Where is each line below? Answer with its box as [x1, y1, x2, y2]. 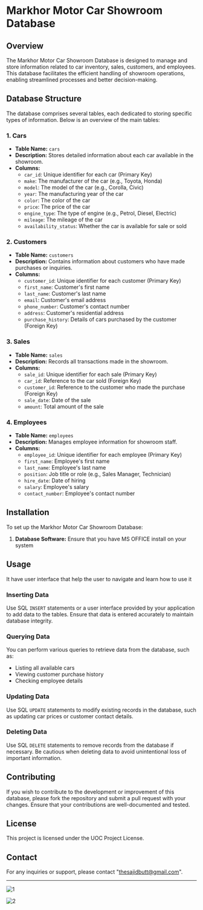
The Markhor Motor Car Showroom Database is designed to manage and [6, 57, 187, 64]
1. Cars [6, 131, 27, 140]
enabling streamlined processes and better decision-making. [6, 76, 158, 83]
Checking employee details [14, 677, 83, 684]
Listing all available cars [14, 664, 75, 672]
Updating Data [6, 692, 50, 701]
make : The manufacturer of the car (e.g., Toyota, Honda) [24, 177, 163, 185]
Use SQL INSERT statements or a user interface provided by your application [6, 604, 195, 612]
